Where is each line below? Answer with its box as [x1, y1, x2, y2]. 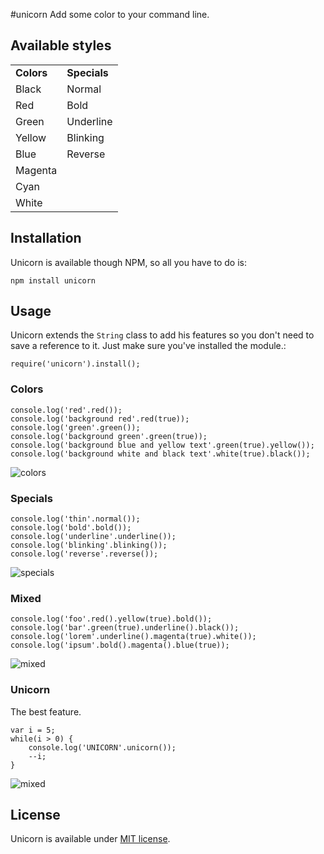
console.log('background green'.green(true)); [10, 431, 208, 441]
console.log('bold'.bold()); [10, 523, 132, 533]
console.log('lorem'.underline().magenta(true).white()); [10, 632, 257, 642]
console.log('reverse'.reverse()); [10, 549, 159, 559]
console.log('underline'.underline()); [10, 532, 177, 542]
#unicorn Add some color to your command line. [10, 9, 210, 20]
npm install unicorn [10, 275, 97, 286]
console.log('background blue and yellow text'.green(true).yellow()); [10, 440, 315, 450]
